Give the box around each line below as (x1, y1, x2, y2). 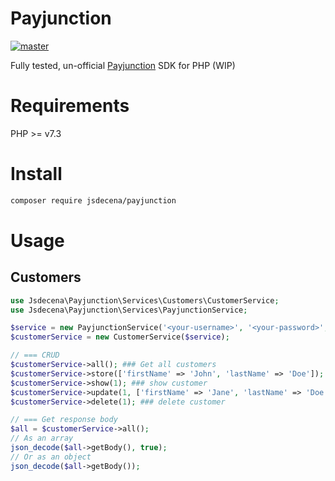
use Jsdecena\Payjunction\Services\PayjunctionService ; (10, 305, 248, 315)
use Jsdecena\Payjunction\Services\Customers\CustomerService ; (10, 295, 280, 306)
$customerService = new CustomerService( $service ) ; (10, 332, 230, 342)
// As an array (10, 433, 74, 444)
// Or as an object (10, 452, 92, 462)
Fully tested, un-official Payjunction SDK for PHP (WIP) (10, 59, 236, 71)
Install (10, 163, 63, 186)
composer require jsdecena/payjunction (10, 195, 177, 206)
